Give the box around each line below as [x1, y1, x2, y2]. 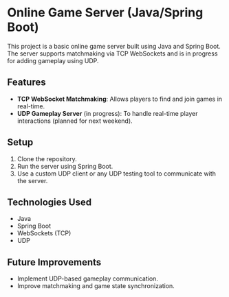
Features [7, 77, 46, 88]
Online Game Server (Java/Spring [7, 5, 204, 21]
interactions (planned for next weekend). [17, 117, 133, 125]
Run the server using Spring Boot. [17, 162, 113, 170]
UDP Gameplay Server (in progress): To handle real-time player [17, 109, 198, 117]
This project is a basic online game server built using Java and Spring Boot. [7, 42, 221, 50]
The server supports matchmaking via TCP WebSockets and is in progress [7, 49, 218, 58]
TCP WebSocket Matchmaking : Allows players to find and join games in [17, 95, 222, 103]
